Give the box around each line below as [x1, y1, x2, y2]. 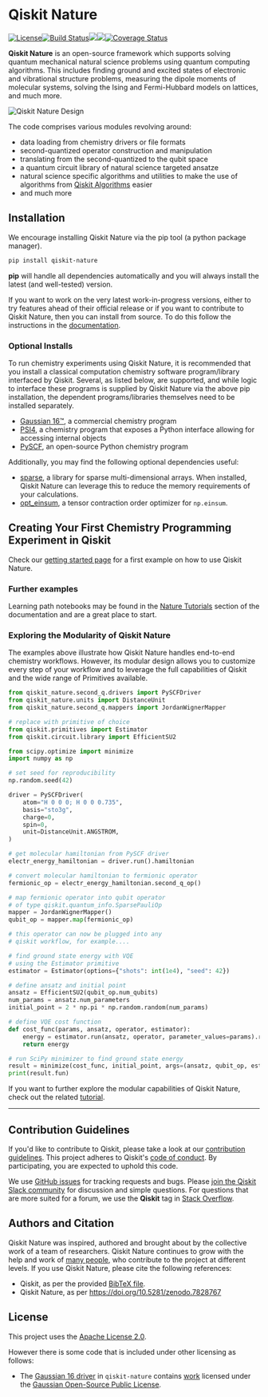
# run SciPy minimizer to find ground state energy [8, 1055, 183, 1063]
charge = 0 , [22, 813, 56, 821]
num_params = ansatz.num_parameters [8, 996, 130, 1004]
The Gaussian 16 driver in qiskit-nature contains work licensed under [19, 1371, 251, 1380]
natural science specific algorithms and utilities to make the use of [19, 171, 238, 180]
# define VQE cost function [8, 1018, 102, 1027]
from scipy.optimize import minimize [8, 747, 134, 755]
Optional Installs [8, 340, 73, 351]
